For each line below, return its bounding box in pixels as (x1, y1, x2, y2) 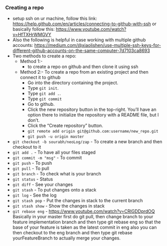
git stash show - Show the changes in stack (12, 203, 105, 209)
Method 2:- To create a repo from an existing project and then (20, 69, 148, 75)
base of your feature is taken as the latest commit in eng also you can (12, 224, 157, 230)
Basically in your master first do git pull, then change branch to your (12, 214, 153, 220)
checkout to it (12, 144, 41, 150)
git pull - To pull (12, 165, 49, 171)
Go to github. (27, 101, 55, 107)
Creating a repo (5, 4, 44, 11)
